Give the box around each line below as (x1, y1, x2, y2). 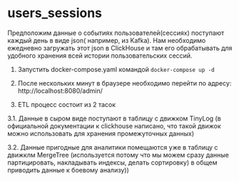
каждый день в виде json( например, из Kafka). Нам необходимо (7, 36, 206, 44)
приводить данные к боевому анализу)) (7, 165, 130, 174)
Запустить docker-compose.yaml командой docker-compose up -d (17, 65, 215, 73)
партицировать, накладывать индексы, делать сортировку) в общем (7, 158, 218, 167)
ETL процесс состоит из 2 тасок (17, 100, 116, 108)
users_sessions (7, 5, 102, 21)
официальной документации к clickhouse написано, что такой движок (7, 121, 221, 130)
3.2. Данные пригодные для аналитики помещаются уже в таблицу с (7, 143, 218, 151)
